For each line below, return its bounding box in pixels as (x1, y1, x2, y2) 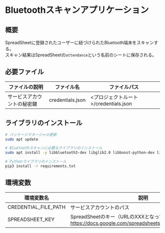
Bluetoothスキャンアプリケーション (5, 4, 149, 16)
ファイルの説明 (8, 83, 43, 90)
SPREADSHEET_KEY (7, 216, 55, 223)
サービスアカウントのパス (70, 204, 130, 211)
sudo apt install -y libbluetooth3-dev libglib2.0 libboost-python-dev (5, 150, 155, 155)
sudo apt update (5, 136, 38, 142)
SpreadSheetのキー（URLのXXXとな (70, 213, 155, 220)
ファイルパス (109, 83, 139, 90)
